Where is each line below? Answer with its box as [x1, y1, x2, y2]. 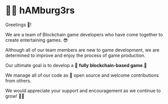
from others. [5, 77, 32, 84]
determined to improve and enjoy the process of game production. [5, 52, 146, 58]
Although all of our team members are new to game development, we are [5, 47, 160, 53]
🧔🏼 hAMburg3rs [5, 5, 75, 16]
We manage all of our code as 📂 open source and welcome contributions [5, 72, 159, 78]
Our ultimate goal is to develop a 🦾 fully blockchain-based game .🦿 [5, 62, 147, 68]
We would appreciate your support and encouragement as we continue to [5, 87, 161, 94]
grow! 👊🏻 [5, 93, 25, 99]
